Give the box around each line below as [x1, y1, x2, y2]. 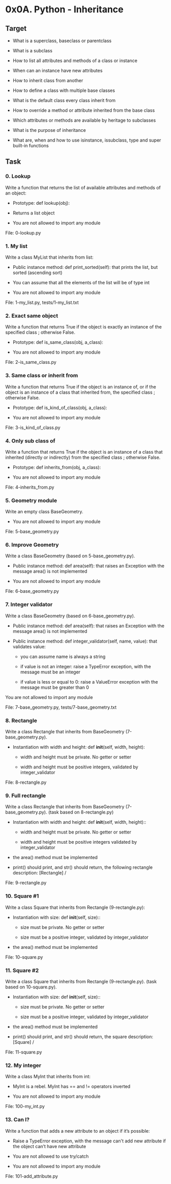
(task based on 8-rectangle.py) [48, 809, 114, 816]
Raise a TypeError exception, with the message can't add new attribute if [12, 1138, 166, 1144]
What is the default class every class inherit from [12, 98, 116, 103]
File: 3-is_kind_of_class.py [5, 424, 61, 431]
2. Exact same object [5, 312, 58, 319]
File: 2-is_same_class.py [5, 359, 57, 365]
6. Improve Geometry [5, 541, 59, 549]
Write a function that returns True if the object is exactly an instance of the [5, 324, 162, 330]
